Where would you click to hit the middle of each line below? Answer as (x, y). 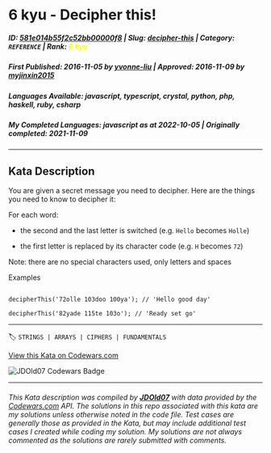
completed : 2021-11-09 (48, 133)
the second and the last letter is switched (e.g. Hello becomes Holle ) (135, 231)
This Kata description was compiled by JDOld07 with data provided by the (133, 397)
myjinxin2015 (31, 75)
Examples (25, 277)
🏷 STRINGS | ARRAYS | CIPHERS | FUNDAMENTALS (88, 337)
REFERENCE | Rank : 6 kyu (48, 46)
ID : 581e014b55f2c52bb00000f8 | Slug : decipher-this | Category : (122, 37)
